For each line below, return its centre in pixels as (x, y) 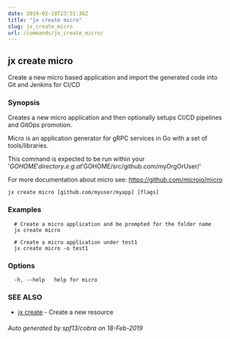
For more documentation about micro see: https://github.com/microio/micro (115, 180)
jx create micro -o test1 (51, 248)
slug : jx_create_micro (40, 26)
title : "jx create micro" (45, 20)
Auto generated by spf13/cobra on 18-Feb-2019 (75, 328)
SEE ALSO (25, 297)
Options (21, 265)
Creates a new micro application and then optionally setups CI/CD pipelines (115, 117)
